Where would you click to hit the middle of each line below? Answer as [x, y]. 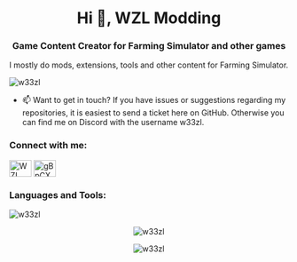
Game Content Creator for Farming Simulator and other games [149, 46]
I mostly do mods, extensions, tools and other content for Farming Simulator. [149, 65]
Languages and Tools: [58, 195]
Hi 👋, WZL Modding [149, 18]
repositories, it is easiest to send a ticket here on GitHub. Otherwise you [153, 113]
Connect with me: [48, 146]
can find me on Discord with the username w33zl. [113, 123]
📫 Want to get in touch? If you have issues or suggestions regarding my [154, 100]
